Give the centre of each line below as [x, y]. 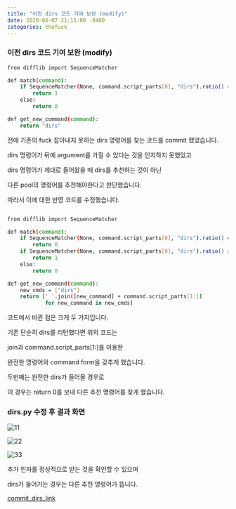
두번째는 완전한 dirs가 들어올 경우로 [56, 377]
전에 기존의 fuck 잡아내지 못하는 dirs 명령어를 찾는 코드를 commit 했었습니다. [113, 140]
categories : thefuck [38, 27]
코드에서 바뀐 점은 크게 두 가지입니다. [58, 317]
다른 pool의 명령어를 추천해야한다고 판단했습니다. [75, 185]
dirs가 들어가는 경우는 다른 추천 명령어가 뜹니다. [73, 484]
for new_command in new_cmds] [89, 303]
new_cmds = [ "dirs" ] [50, 290]
